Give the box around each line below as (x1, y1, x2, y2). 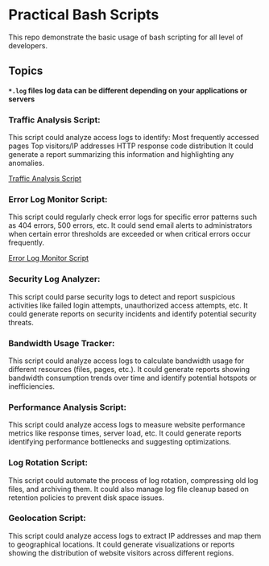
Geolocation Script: (8, 513, 86, 524)
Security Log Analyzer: (8, 274, 101, 285)
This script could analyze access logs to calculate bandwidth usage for (8, 356, 244, 366)
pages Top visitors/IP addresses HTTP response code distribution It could (8, 141, 254, 151)
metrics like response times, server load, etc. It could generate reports (8, 428, 242, 438)
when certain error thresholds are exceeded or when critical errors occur (8, 229, 251, 239)
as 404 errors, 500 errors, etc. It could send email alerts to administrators (8, 221, 253, 230)
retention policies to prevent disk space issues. (8, 493, 165, 502)
